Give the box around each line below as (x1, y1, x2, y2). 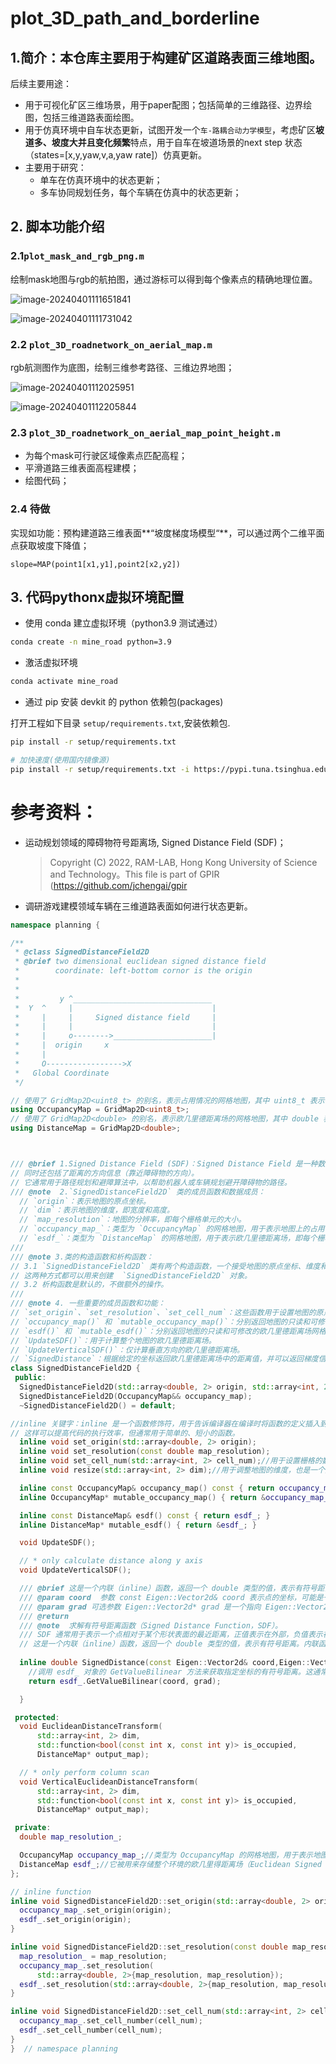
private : (14, 1823, 52, 1833)
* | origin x (14, 1040, 110, 1051)
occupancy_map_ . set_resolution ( (19, 1960, 155, 1971)
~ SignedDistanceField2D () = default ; (19, 1400, 177, 1411)
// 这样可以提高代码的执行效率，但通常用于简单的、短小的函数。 (10, 1428, 240, 1438)
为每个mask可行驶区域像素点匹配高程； (24, 450, 188, 462)
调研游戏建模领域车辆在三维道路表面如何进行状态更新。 (24, 900, 253, 912)
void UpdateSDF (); (19, 1538, 97, 1548)
